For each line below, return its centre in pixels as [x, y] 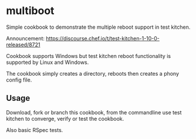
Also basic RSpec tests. [35, 130]
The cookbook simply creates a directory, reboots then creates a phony [93, 73]
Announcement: [26, 38]
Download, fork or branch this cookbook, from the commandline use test [94, 112]
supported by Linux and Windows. [48, 62]
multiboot [30, 11]
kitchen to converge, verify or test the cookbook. [65, 118]
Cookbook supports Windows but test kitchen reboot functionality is [89, 56]
